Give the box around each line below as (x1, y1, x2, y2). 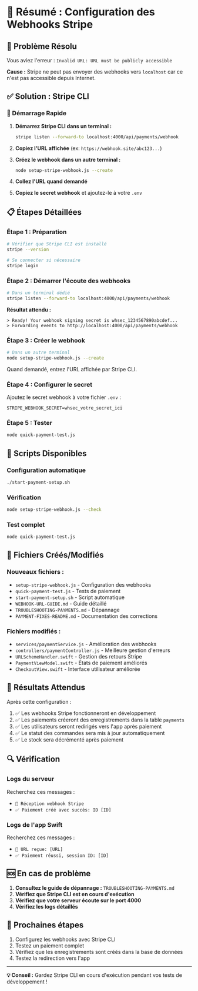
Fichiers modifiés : (6, 627, 61, 635)
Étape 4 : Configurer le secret (6, 380, 93, 388)
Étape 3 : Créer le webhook (6, 336, 86, 344)
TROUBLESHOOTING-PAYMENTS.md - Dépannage (15, 606, 120, 613)
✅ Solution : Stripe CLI (6, 91, 90, 102)
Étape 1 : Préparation (6, 228, 67, 236)
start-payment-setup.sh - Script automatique (15, 594, 125, 601)
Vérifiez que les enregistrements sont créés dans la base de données (15, 948, 183, 955)
